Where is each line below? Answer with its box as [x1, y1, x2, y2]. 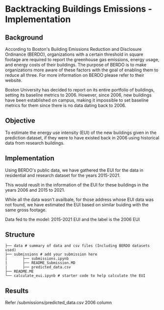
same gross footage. [5, 207, 47, 213]
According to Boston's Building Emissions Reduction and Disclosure [5, 46, 142, 52]
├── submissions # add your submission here [5, 252, 97, 257]
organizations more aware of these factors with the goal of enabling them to [5, 67, 159, 73]
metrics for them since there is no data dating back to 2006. [5, 103, 126, 108]
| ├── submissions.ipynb [5, 256, 69, 261]
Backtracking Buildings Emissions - [5, 3, 153, 15]
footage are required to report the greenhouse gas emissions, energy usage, [5, 57, 160, 62]
